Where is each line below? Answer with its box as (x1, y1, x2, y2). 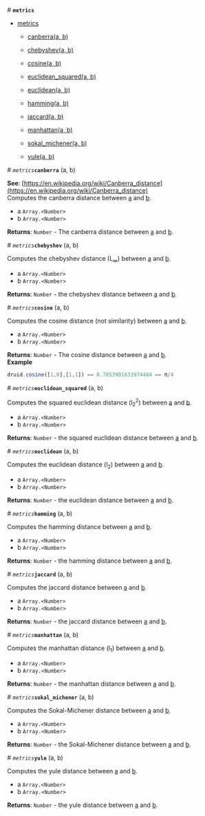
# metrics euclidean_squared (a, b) (7, 383, 104, 391)
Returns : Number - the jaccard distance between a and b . (7, 617, 167, 625)
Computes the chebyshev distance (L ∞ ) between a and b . (7, 255, 171, 264)
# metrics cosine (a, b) (7, 303, 70, 312)
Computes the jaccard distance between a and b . (7, 583, 147, 591)
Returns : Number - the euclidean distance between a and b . (7, 495, 174, 504)
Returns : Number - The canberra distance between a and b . (7, 228, 174, 236)
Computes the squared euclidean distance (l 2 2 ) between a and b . (7, 397, 192, 408)
